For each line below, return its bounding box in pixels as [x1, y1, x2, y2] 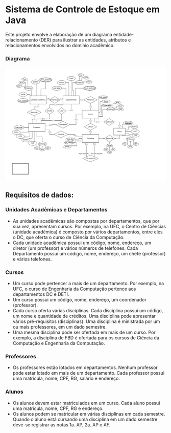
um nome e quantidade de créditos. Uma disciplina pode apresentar [12, 313, 156, 319]
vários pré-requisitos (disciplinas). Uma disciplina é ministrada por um [12, 318, 160, 324]
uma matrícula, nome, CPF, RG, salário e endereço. [12, 375, 120, 382]
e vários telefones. [12, 256, 52, 262]
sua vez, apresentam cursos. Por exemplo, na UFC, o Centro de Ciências [12, 223, 166, 229]
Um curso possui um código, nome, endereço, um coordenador [12, 297, 147, 303]
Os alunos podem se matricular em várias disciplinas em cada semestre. [12, 410, 165, 417]
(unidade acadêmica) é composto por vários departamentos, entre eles [12, 229, 163, 235]
